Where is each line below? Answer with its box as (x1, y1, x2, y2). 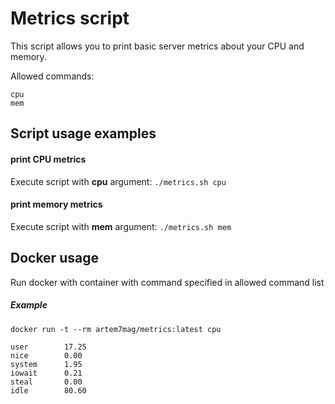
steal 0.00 (10, 377, 83, 387)
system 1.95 (10, 359, 83, 369)
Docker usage (10, 250, 99, 267)
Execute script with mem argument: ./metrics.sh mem (10, 220, 232, 232)
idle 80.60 (10, 385, 87, 396)
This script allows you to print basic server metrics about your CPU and (10, 40, 305, 52)
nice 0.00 (10, 350, 83, 361)
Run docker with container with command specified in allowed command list (10, 276, 325, 288)
